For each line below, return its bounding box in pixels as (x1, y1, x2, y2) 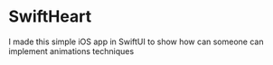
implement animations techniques (8, 45, 135, 56)
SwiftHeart (8, 6, 92, 27)
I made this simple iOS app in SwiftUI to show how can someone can (8, 36, 264, 47)
